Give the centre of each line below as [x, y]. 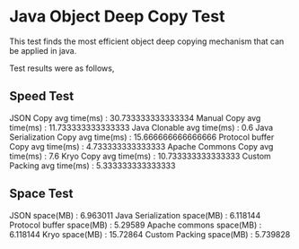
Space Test [41, 194]
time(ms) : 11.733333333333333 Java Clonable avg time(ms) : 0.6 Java [141, 127]
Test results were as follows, [62, 68]
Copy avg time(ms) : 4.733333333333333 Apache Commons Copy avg [141, 146]
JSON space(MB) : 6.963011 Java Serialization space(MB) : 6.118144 [135, 215]
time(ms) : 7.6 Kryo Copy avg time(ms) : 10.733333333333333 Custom [140, 156]
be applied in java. [43, 50]
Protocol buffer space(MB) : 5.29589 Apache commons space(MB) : [136, 225]
